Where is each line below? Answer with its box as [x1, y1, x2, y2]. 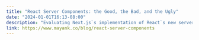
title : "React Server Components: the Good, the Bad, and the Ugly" [6, 8, 179, 15]
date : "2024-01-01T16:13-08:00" [6, 14, 86, 20]
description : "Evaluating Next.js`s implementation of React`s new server [6, 19, 195, 25]
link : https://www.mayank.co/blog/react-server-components [6, 25, 155, 31]
